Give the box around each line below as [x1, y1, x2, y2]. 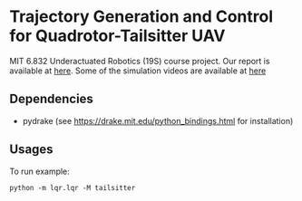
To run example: [9, 166, 70, 177]
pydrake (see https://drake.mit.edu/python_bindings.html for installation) [22, 115, 294, 126]
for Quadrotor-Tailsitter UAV [9, 25, 226, 46]
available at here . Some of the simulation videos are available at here [9, 65, 267, 76]
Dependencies [9, 91, 93, 107]
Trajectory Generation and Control [9, 6, 274, 27]
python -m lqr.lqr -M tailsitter [9, 183, 136, 192]
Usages [9, 142, 54, 158]
